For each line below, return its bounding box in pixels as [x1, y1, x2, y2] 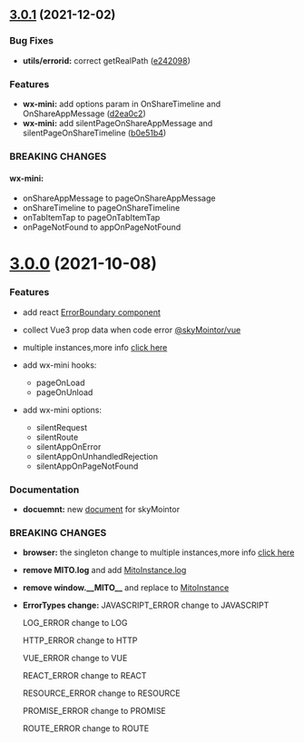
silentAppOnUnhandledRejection [35, 451, 159, 461]
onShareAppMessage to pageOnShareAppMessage [22, 193, 216, 203]
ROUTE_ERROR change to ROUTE [22, 723, 150, 734]
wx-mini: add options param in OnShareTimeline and [22, 98, 221, 109]
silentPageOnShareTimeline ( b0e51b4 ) [22, 127, 167, 138]
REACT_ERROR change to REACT [22, 670, 147, 681]
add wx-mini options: [22, 404, 103, 415]
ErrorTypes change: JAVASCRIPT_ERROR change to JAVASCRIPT [22, 599, 270, 611]
